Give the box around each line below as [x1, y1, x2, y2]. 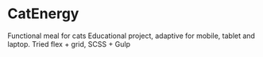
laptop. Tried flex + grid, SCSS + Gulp [7, 39, 131, 48]
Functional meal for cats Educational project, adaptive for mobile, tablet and [7, 31, 256, 40]
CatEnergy [7, 5, 79, 23]
